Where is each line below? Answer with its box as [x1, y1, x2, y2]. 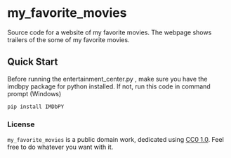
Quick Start [7, 56, 58, 68]
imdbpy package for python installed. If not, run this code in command [7, 82, 211, 91]
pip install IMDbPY [7, 103, 65, 110]
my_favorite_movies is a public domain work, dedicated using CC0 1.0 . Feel [7, 136, 225, 144]
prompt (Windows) [7, 89, 62, 98]
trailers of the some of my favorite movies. [7, 35, 130, 44]
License [7, 119, 35, 129]
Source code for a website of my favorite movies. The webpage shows [7, 28, 212, 37]
